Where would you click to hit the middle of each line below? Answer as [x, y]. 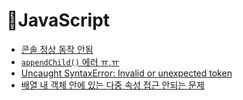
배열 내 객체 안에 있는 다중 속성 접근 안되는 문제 [112, 85]
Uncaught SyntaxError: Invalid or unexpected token [126, 73]
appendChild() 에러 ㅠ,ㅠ [70, 61]
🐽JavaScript [58, 20]
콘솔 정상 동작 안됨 [57, 49]
